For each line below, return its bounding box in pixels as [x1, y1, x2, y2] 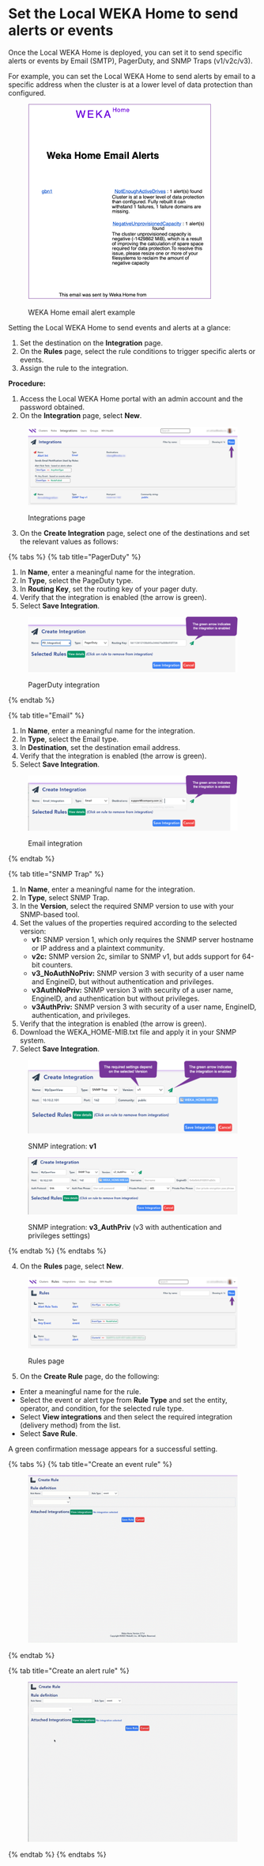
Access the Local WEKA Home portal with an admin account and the [19, 394, 243, 404]
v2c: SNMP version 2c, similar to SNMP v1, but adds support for [31, 952, 241, 961]
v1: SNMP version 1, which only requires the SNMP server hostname [31, 934, 255, 944]
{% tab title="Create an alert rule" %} [8, 1666, 130, 1676]
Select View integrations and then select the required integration [19, 1412, 233, 1421]
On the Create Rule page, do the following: [19, 1371, 160, 1381]
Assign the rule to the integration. [19, 364, 129, 373]
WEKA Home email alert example [28, 307, 136, 317]
